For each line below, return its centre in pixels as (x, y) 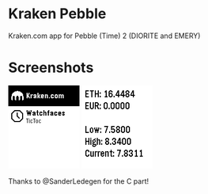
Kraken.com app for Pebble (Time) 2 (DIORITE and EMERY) (104, 36)
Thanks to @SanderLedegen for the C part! (79, 181)
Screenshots (51, 68)
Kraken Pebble (57, 14)
